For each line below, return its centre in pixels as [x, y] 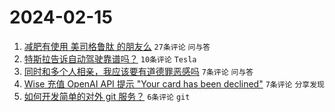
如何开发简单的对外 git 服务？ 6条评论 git [107, 96]
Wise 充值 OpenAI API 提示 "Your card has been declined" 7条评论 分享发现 [174, 83]
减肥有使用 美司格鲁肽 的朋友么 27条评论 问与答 [117, 46]
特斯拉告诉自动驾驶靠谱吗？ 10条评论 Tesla [110, 58]
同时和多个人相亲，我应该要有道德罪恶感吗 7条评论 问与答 [138, 71]
